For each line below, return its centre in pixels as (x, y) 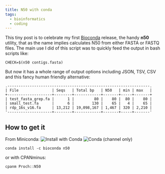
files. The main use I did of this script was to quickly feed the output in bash (83, 48)
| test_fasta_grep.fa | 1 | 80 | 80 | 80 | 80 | (79, 99)
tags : (11, 14)
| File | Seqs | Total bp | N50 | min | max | (79, 90)
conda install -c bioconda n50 (38, 148)
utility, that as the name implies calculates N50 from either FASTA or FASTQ (82, 43)
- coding (19, 24)
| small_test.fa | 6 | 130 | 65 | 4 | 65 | (79, 104)
